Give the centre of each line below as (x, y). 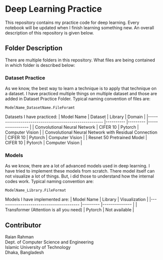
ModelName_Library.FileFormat (36, 190)
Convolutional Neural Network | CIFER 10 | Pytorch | (87, 127)
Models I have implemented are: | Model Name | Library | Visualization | (77, 200)
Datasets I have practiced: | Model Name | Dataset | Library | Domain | (75, 117)
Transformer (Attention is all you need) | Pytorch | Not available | (70, 210)
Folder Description (34, 48)
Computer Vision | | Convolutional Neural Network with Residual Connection (81, 132)
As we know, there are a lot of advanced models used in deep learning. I (77, 166)
